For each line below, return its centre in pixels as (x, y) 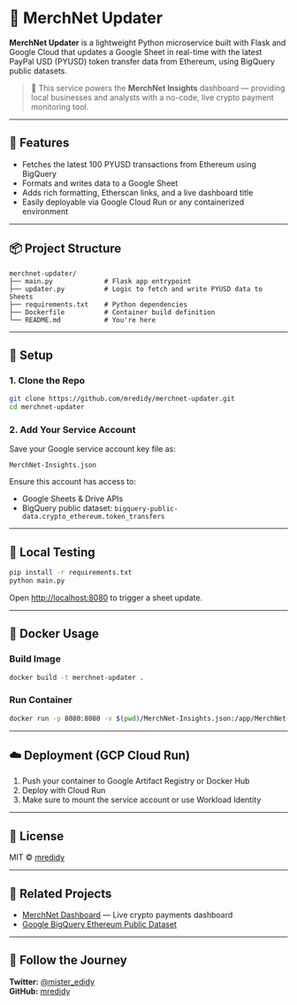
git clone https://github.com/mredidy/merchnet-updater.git (122, 399)
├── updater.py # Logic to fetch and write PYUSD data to (136, 289)
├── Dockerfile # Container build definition (112, 312)
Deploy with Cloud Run (64, 791)
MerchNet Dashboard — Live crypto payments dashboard (127, 915)
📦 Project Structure (65, 248)
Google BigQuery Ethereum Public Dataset (99, 924)
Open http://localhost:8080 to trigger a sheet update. (106, 598)
